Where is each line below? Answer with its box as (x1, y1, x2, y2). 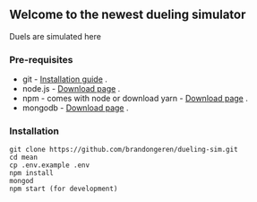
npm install (9, 169, 54, 178)
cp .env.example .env (9, 161, 90, 170)
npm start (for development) (9, 184, 118, 194)
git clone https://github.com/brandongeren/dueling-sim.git (9, 145, 239, 154)
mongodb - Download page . (21, 102, 129, 113)
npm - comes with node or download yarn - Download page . (21, 93, 248, 104)
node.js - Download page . (21, 83, 121, 94)
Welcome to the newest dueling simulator (9, 7, 246, 22)
